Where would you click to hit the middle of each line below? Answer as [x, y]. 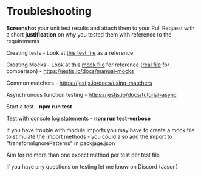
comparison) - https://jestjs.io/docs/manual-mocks [70, 71]
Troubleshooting [49, 11]
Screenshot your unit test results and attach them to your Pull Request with [101, 28]
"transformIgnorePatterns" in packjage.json [61, 143]
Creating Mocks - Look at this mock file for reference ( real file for [88, 65]
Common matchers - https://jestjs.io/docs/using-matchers [79, 83]
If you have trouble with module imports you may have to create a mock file [101, 130]
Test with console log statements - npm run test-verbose [78, 118]
